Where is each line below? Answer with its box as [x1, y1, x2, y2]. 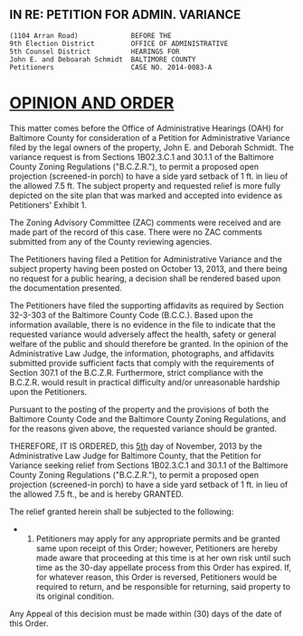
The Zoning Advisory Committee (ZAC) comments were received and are [9, 217, 282, 228]
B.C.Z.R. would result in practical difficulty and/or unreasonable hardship [9, 377, 280, 388]
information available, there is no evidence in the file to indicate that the [9, 319, 276, 330]
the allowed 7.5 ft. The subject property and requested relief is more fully [9, 180, 281, 191]
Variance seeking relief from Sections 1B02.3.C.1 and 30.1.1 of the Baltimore [9, 460, 289, 471]
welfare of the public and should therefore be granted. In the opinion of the [9, 338, 289, 349]
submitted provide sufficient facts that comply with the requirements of [9, 357, 275, 369]
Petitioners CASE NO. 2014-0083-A [9, 62, 213, 71]
